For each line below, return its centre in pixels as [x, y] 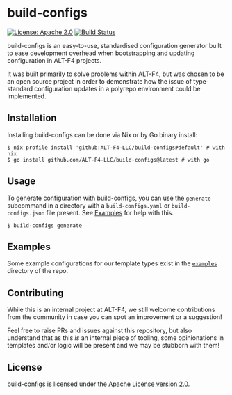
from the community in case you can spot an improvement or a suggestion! [115, 317]
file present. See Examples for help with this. [110, 212]
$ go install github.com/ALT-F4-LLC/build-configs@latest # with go [108, 160]
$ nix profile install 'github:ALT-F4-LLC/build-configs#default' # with [116, 148]
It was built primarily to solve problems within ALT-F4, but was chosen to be [116, 74]
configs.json [26, 213]
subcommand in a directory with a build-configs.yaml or [89, 205]
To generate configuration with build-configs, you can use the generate [109, 198]
